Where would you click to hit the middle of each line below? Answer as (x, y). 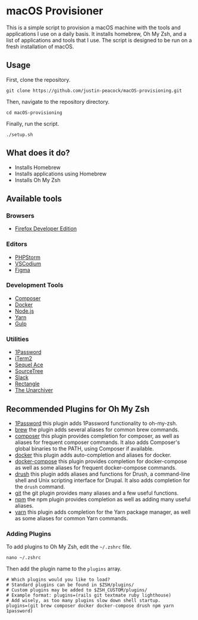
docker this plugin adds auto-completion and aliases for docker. (93, 455)
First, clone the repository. (38, 79)
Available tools (34, 198)
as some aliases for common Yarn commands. (71, 518)
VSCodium (28, 263)
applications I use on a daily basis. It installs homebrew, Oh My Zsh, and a (96, 33)
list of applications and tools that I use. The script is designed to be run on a (99, 40)
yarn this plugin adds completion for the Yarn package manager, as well (103, 512)
